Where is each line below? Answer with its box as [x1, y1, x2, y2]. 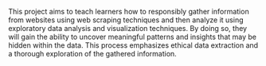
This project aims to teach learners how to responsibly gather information [8, 7, 249, 16]
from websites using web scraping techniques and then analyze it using [8, 15, 244, 25]
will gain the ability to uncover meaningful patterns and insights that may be [8, 32, 257, 41]
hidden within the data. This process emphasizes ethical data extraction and [8, 41, 259, 50]
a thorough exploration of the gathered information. [8, 49, 177, 58]
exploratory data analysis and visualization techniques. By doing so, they [8, 24, 248, 33]
